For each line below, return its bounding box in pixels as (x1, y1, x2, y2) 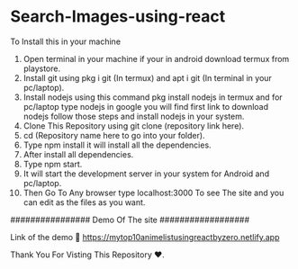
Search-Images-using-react (10, 6, 226, 27)
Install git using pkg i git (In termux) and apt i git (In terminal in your (23, 72, 273, 83)
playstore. (23, 63, 61, 74)
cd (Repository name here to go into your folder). (23, 130, 205, 140)
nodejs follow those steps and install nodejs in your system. (23, 111, 245, 121)
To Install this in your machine (10, 36, 121, 47)
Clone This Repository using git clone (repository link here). (23, 120, 245, 131)
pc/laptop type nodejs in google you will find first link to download (23, 101, 269, 112)
